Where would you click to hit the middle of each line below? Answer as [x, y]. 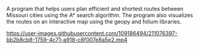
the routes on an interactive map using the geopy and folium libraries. [94, 21]
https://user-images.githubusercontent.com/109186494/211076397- [92, 33]
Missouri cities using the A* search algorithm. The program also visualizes [100, 15]
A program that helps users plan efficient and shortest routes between [95, 9]
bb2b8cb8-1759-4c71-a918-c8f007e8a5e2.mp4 [67, 40]
